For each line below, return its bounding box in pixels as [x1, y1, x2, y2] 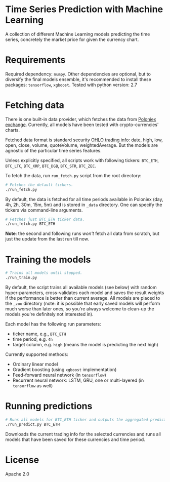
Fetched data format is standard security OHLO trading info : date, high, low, [5, 137, 163, 143]
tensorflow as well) [12, 383, 53, 388]
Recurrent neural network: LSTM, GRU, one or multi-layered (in [12, 377, 144, 383]
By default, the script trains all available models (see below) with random [5, 285, 157, 290]
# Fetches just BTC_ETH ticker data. [5, 217, 85, 222]
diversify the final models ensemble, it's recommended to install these [5, 76, 152, 82]
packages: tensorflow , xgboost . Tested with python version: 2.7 [5, 82, 138, 88]
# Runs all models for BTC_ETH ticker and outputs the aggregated [5, 417, 148, 422]
